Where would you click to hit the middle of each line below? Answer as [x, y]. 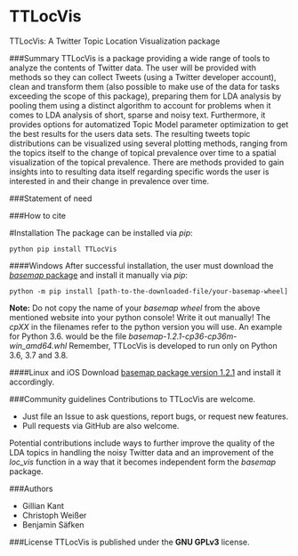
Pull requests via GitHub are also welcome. [101, 425]
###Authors [31, 488]
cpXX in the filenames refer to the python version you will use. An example [146, 326]
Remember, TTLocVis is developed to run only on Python [173, 345]
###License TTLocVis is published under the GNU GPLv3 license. [130, 542]
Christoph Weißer [54, 515]
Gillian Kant [43, 505]
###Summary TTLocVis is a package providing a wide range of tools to [140, 58]
